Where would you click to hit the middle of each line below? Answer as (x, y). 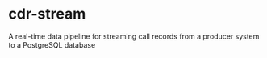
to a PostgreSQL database (52, 44)
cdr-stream (47, 14)
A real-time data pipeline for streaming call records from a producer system (134, 36)
